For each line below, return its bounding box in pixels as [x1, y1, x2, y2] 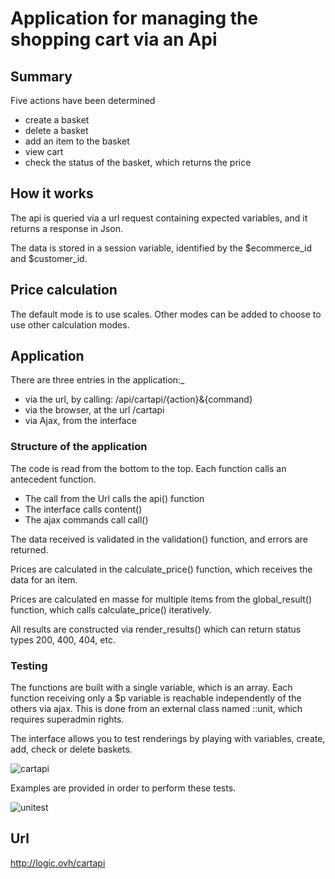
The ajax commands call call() [24, 513, 149, 526]
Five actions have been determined [10, 95, 156, 106]
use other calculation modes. [10, 318, 130, 331]
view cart [24, 146, 64, 157]
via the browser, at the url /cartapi [24, 404, 165, 416]
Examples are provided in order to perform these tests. [10, 782, 237, 794]
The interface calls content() [24, 503, 143, 515]
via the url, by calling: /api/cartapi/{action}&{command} [24, 393, 253, 406]
